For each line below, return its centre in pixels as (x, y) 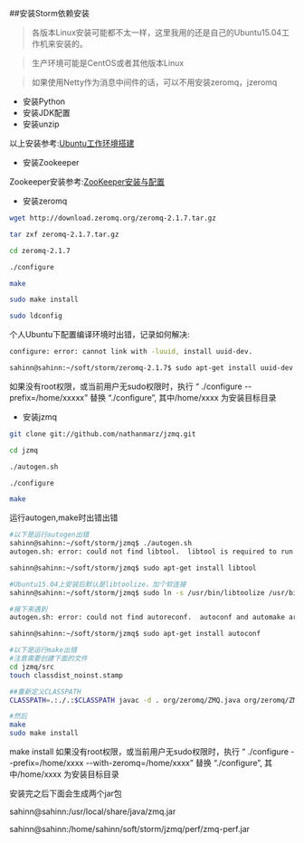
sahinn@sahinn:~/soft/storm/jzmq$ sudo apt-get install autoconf (135, 634)
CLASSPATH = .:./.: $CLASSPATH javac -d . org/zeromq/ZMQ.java (125, 700)
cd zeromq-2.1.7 (40, 251)
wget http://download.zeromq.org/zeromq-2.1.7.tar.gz (113, 218)
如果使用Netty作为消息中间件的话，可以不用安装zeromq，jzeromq (154, 82)
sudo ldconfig (36, 316)
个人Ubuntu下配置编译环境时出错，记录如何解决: (100, 335)
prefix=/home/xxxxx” (49, 397)
